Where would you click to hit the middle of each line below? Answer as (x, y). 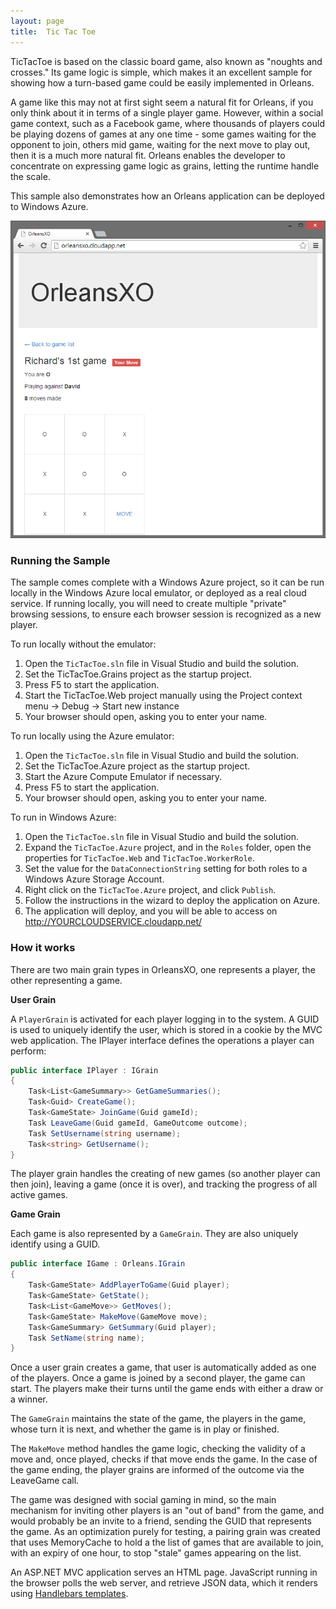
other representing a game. (66, 980)
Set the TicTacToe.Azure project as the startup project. (137, 766)
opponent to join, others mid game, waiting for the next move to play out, (160, 144)
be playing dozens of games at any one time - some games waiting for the (163, 134)
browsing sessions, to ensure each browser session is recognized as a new (166, 614)
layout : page (37, 21)
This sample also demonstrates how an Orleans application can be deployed (167, 196)
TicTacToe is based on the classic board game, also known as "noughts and (166, 61)
